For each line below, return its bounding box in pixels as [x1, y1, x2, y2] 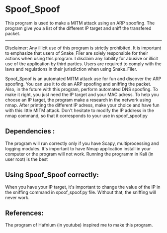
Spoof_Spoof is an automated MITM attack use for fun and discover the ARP [5, 76, 162, 82]
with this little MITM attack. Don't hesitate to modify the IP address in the [5, 107, 154, 113]
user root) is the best [5, 156, 48, 162]
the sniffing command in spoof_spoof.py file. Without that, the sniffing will [5, 189, 156, 195]
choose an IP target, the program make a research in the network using [5, 97, 151, 103]
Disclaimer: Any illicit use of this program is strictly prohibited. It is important [5, 45, 162, 51]
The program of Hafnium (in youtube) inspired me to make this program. [5, 222, 153, 228]
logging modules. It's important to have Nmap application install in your [5, 145, 151, 151]
